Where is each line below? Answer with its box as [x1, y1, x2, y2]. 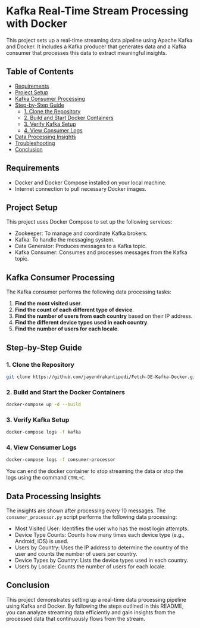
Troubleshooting [14, 139, 55, 147]
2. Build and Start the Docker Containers [6, 388, 125, 396]
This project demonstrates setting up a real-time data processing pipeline [6, 596, 186, 603]
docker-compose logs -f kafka [6, 429, 82, 435]
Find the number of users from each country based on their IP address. [14, 313, 193, 320]
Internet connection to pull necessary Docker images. [14, 185, 147, 192]
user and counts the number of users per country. [14, 550, 138, 558]
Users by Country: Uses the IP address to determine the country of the [14, 544, 189, 551]
